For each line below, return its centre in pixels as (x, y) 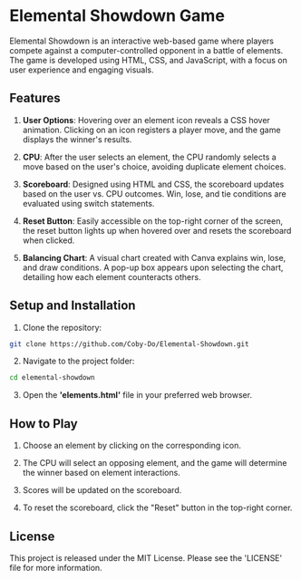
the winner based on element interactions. (102, 473)
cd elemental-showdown (52, 378)
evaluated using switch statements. (88, 203)
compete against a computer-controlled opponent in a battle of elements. (146, 50)
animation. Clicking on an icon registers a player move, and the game (151, 130)
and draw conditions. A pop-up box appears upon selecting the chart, (153, 267)
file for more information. (56, 567)
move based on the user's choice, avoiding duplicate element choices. (154, 166)
